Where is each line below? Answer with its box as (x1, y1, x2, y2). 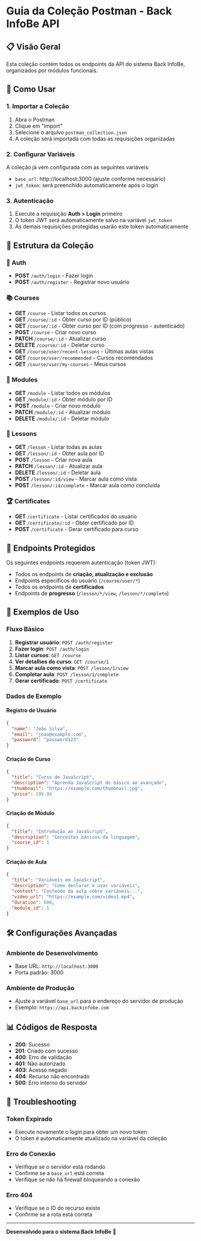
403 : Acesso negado (14, 1066, 68, 1074)
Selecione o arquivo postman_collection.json (14, 128, 127, 136)
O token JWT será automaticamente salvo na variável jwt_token (14, 217, 172, 224)
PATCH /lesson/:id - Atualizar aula (14, 462, 103, 469)
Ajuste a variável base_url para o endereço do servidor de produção (14, 997, 184, 1005)
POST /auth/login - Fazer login (14, 272, 93, 279)
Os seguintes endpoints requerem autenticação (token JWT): (6, 559, 157, 566)
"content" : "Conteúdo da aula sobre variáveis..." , (11, 888, 144, 895)
